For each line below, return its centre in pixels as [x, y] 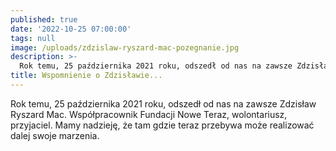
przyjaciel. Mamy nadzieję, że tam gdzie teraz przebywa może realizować [162, 125]
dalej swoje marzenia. [55, 135]
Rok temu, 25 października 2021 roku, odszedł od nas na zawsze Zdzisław [163, 103]
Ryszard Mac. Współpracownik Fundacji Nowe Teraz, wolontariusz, [149, 114]
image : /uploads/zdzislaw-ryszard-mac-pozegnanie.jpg [125, 47]
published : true [44, 19]
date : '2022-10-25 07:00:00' [71, 29]
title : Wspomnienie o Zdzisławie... [86, 76]
